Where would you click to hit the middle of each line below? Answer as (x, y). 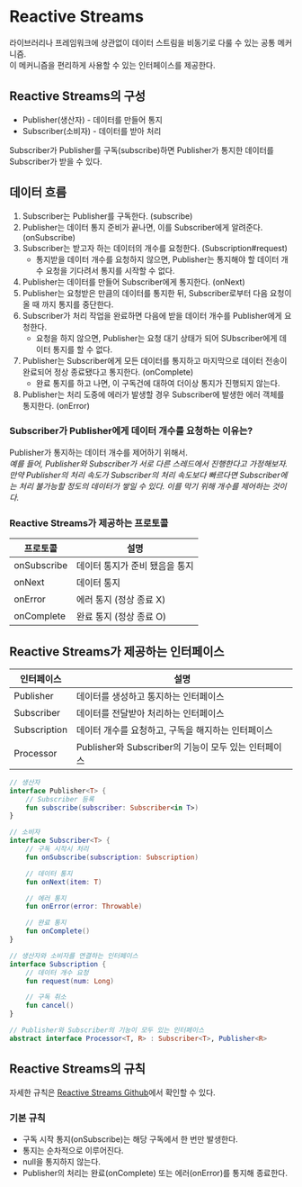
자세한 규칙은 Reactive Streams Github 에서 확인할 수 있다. (112, 1092)
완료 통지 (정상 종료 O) (121, 617)
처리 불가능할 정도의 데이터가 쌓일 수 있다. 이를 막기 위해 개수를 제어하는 (144, 486)
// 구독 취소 (46, 997)
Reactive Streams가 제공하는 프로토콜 (89, 522)
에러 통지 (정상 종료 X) (121, 600)
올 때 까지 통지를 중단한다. (68, 304)
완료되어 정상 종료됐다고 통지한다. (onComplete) (108, 372)
